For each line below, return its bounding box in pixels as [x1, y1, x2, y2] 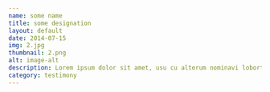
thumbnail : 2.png [8, 49, 67, 57]
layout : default [8, 26, 63, 34]
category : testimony [8, 71, 78, 79]
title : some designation [8, 19, 92, 27]
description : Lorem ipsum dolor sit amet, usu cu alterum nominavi [8, 64, 239, 72]
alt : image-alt [8, 57, 59, 65]
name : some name [8, 11, 63, 20]
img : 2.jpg [8, 42, 45, 50]
